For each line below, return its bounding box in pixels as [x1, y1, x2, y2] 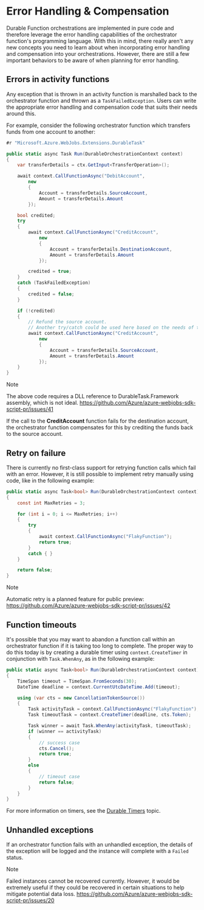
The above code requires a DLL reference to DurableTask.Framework [6, 393, 179, 400]
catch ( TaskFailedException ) [17, 280, 91, 286]
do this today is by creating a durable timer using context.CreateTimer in [6, 649, 188, 656]
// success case [38, 740, 80, 746]
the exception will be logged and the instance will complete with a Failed [6, 847, 189, 855]
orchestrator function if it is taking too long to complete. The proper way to [6, 643, 193, 649]
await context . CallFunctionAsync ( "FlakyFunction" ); [38, 534, 172, 540]
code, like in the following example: [6, 477, 95, 484]
